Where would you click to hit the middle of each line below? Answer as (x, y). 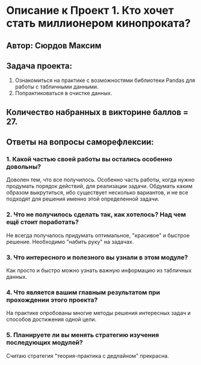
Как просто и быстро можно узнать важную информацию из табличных (99, 270)
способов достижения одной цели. (51, 319)
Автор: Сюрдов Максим (54, 45)
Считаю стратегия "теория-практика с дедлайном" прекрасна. (88, 355)
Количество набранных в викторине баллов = (97, 112)
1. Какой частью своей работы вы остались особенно (89, 159)
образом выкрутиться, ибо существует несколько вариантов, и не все (97, 193)
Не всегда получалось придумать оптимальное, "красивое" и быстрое (98, 235)
